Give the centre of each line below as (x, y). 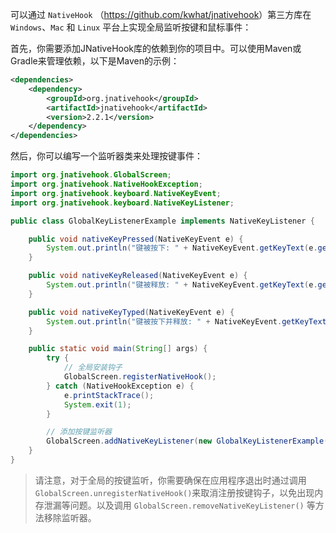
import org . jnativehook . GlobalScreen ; (91, 175)
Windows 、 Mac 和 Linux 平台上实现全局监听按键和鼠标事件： (131, 27)
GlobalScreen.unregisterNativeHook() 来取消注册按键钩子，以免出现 (174, 492)
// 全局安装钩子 (93, 368)
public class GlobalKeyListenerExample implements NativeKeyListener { (162, 221)
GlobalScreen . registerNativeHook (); (140, 377)
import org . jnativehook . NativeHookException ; (106, 184)
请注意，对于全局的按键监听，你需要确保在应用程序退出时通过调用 (170, 480)
